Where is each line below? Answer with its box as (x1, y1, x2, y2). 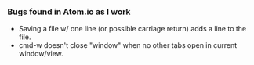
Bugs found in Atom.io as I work (7, 6, 131, 17)
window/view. (18, 49, 63, 59)
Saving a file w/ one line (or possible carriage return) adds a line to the (18, 24, 247, 34)
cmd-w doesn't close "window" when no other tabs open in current (18, 41, 238, 50)
